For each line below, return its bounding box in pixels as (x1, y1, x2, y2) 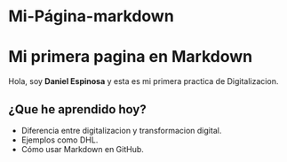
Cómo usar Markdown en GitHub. (20, 143, 144, 154)
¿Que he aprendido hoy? (8, 102, 147, 117)
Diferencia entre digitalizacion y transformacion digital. (20, 125, 222, 135)
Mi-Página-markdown (8, 6, 174, 27)
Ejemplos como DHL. (20, 135, 99, 145)
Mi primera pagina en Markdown (8, 47, 253, 67)
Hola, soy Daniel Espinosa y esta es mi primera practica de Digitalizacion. (8, 76, 279, 87)
